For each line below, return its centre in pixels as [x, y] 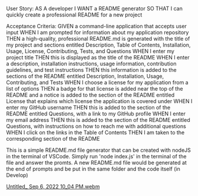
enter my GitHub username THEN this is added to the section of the [88, 107]
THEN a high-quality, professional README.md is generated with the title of [98, 39]
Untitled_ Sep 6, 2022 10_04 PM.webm [53, 187]
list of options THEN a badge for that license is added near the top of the [95, 89]
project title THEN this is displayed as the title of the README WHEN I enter [98, 57]
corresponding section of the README [53, 139]
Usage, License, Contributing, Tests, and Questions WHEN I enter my [90, 51]
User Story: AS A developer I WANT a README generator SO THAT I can [95, 9]
